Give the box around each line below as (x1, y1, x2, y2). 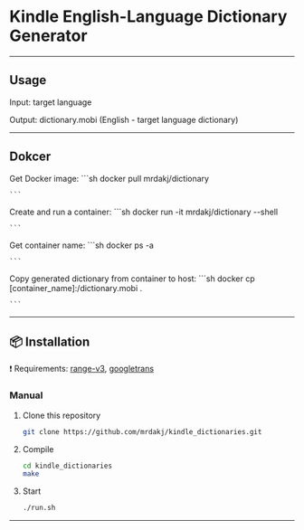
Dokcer (9, 149, 52, 165)
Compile (22, 443, 54, 454)
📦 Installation (9, 334, 90, 349)
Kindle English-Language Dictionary (9, 6, 288, 27)
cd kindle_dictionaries (22, 461, 113, 470)
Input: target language (9, 97, 92, 108)
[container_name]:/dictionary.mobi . (9, 282, 143, 293)
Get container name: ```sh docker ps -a (9, 240, 154, 251)
